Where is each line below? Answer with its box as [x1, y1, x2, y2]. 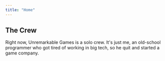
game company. [5, 50, 39, 56]
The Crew [5, 26, 37, 35]
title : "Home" [5, 7, 36, 13]
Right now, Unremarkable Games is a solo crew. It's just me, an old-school [5, 39, 161, 45]
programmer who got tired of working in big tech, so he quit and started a [5, 45, 160, 51]
